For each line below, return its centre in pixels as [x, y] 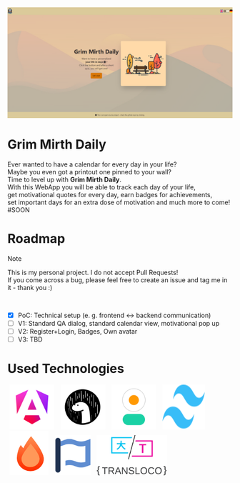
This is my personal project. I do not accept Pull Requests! [93, 272]
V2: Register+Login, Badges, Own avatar [77, 332]
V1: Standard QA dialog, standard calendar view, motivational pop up [119, 323]
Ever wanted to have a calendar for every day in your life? [92, 164]
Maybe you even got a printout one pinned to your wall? [89, 172]
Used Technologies [66, 369]
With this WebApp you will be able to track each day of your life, [102, 187]
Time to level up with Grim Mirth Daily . [64, 179]
